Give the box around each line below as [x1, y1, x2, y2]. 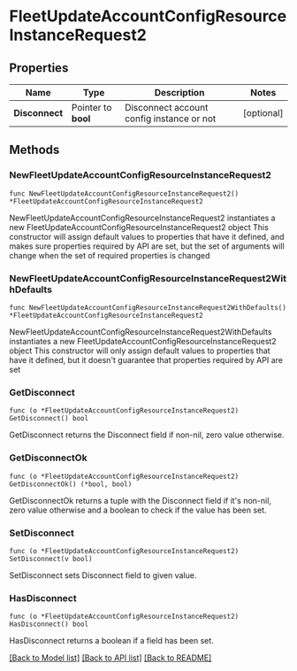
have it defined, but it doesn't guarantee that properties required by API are [9, 354, 283, 365]
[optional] [242, 107, 284, 119]
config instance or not [125, 112, 217, 125]
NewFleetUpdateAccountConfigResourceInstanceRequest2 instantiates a [9, 212, 276, 223]
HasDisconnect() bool [9, 620, 89, 629]
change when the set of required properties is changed [9, 250, 210, 260]
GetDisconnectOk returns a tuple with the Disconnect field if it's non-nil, [9, 495, 272, 505]
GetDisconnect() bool [9, 414, 89, 423]
